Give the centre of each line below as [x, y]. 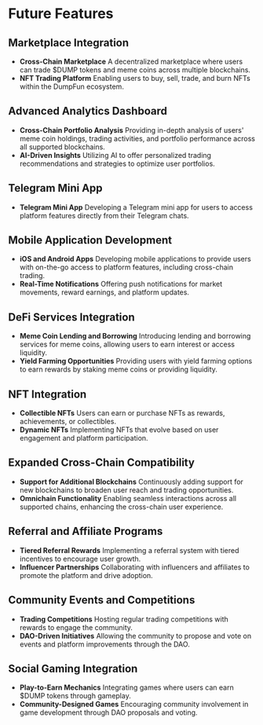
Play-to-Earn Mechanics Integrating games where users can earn [126, 687]
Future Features [61, 14]
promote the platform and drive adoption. [86, 575]
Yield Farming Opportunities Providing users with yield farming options [136, 361]
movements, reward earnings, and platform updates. [104, 292]
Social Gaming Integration [73, 668]
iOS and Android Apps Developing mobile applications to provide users [135, 259]
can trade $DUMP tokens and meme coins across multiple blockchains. [135, 70]
